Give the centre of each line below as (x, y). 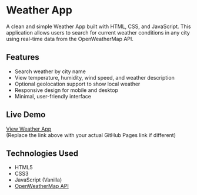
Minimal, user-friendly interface (53, 96)
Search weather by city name (50, 71)
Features (23, 57)
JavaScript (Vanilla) (38, 180)
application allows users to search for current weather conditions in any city (98, 32)
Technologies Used (42, 153)
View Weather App (29, 129)
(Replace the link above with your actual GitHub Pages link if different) (91, 135)
